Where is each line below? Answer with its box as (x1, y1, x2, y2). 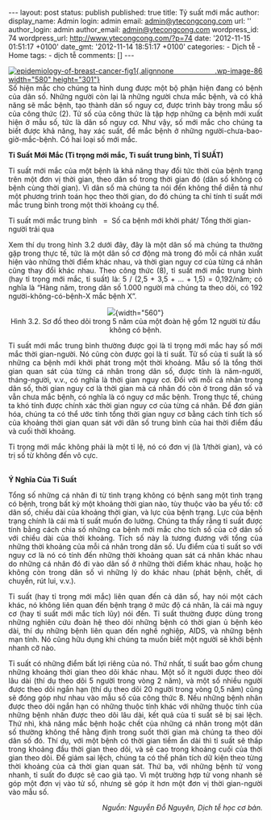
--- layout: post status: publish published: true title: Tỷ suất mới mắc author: (8, 8, 260, 17)
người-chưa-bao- (205, 126, 263, 135)
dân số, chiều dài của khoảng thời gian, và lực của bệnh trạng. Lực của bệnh (8, 508, 263, 517)
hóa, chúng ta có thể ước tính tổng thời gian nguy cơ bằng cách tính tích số (8, 410, 263, 418)
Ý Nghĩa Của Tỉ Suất (8, 475, 77, 484)
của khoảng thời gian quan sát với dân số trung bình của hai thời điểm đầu (8, 418, 263, 427)
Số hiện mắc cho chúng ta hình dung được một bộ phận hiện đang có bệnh (8, 83, 263, 93)
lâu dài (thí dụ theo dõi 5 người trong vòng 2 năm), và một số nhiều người (8, 676, 263, 685)
